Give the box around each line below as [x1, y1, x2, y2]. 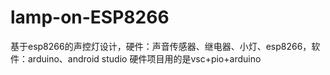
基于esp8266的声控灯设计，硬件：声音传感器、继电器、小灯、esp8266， [10, 40, 312, 52]
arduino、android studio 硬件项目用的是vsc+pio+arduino [27, 52, 262, 65]
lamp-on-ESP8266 [10, 6, 170, 29]
